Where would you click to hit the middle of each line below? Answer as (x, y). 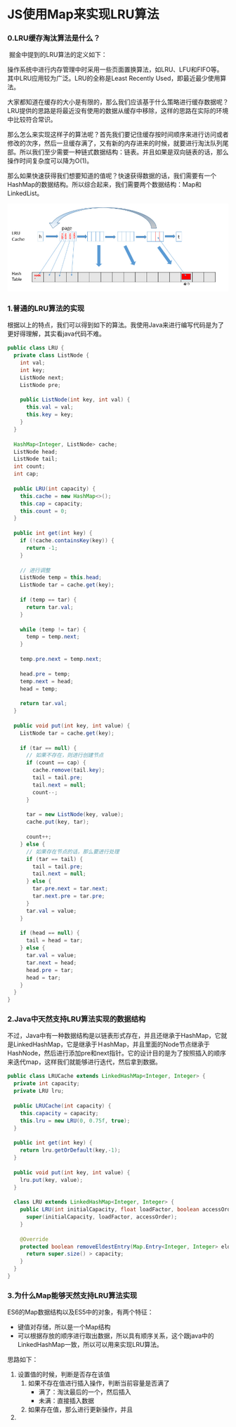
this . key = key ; (50, 415)
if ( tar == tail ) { (54, 859)
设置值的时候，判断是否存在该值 (64, 1374)
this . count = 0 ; (44, 511)
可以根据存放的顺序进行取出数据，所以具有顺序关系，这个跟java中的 (116, 1336)
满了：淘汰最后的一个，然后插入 (85, 1392)
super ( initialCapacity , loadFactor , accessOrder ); (101, 1217)
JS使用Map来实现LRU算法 (83, 14)
